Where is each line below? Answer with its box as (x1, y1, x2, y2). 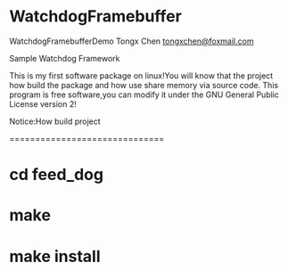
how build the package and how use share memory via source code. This (9, 79, 279, 90)
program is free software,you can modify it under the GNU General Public (9, 89, 279, 100)
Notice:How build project (9, 116, 101, 127)
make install (9, 246, 101, 267)
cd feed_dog (9, 165, 104, 185)
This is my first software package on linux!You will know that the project (9, 70, 274, 81)
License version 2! (9, 98, 78, 109)
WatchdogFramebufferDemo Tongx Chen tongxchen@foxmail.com (9, 36, 254, 46)
